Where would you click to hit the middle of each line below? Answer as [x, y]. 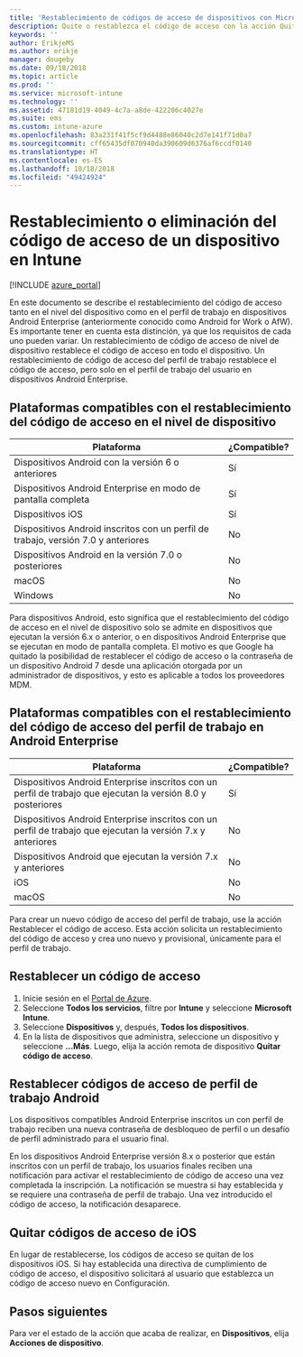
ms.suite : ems [36, 118]
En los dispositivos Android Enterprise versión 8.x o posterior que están [142, 1157]
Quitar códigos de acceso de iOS [103, 1232]
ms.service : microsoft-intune [66, 93]
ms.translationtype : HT [54, 152]
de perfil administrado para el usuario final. [89, 1139]
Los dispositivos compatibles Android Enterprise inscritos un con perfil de [147, 1120]
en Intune [46, 260]
